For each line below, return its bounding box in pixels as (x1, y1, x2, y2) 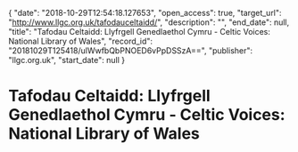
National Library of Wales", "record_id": (8, 36, 153, 46)
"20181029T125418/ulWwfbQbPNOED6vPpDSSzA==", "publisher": (8, 45, 253, 56)
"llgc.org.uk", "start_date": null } (8, 55, 126, 65)
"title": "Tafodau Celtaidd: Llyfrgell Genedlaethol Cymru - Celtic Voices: (8, 27, 271, 36)
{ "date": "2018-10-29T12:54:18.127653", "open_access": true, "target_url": (8, 8, 282, 18)
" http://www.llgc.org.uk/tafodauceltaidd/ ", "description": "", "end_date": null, (8, 17, 290, 28)
